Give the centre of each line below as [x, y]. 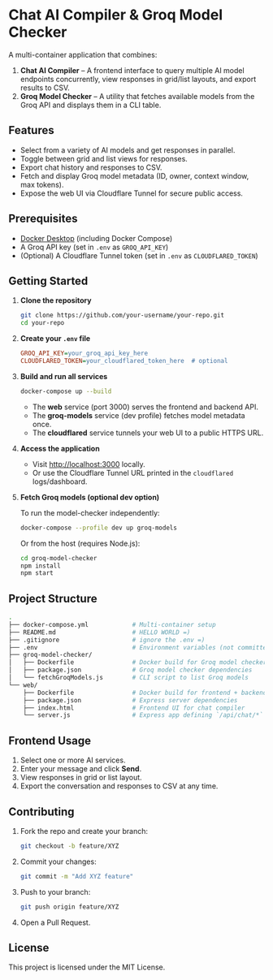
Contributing [41, 812]
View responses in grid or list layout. [81, 778]
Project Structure [53, 598]
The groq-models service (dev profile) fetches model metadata [139, 415]
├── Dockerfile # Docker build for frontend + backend [145, 693]
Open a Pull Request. [55, 922]
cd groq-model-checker [58, 558]
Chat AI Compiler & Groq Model [116, 15]
